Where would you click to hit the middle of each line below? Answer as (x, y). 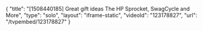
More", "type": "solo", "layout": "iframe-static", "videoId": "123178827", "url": (101, 15)
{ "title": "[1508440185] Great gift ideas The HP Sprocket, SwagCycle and (98, 9)
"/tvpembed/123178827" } (38, 22)
